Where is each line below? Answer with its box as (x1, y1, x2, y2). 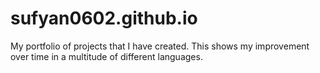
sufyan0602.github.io (10, 7, 198, 30)
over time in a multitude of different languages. (10, 50, 203, 62)
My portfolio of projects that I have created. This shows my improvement (10, 40, 310, 52)
